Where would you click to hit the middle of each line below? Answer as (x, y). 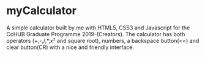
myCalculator (41, 11)
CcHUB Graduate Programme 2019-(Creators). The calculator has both (96, 34)
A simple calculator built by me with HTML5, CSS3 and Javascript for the (98, 28)
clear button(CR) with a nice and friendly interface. (70, 47)
